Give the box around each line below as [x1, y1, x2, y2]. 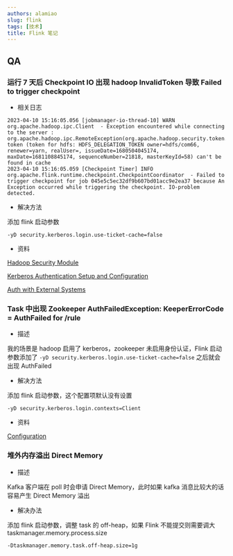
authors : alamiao [7, 10, 58, 17]
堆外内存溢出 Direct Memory [7, 450, 103, 460]
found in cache [7, 159, 51, 167]
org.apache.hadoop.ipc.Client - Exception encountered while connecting [7, 123, 225, 130]
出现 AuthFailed [7, 362, 52, 370]
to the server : [7, 129, 54, 136]
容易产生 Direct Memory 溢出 [7, 491, 90, 500]
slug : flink [7, 17, 42, 24]
